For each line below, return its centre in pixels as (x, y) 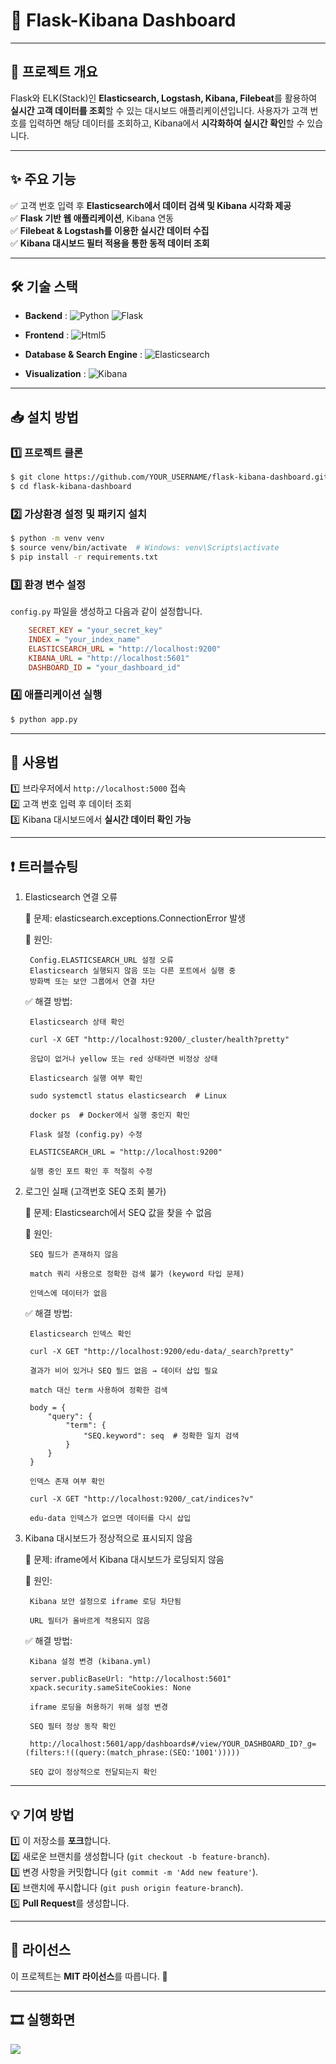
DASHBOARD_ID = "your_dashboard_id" (105, 667)
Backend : (46, 316)
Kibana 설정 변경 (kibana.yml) (90, 1662)
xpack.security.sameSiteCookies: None (110, 1688)
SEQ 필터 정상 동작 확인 (73, 1727)
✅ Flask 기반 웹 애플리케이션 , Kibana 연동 (92, 218)
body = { (48, 1408)
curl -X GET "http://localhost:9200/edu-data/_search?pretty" (162, 1352)
